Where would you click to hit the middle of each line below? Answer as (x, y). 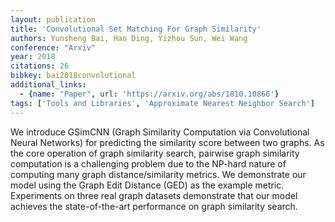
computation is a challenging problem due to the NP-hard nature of (148, 163)
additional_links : (48, 85)
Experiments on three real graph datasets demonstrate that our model (154, 195)
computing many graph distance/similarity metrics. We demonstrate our (158, 174)
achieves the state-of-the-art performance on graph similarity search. (154, 206)
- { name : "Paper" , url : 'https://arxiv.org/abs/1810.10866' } (149, 94)
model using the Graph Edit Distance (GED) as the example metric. (147, 185)
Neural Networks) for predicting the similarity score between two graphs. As (167, 142)
